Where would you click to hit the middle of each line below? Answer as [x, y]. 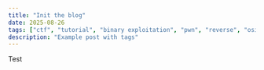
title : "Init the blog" [47, 15]
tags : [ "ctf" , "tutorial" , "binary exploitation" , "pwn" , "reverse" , [125, 30]
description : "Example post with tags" [73, 37]
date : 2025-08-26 [37, 23]
